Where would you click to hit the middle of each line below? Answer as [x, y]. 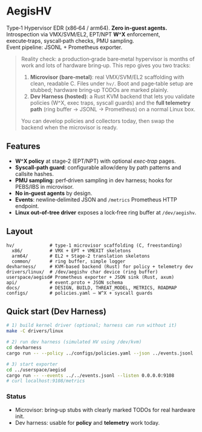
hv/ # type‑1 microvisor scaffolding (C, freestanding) [94, 245]
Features [23, 146]
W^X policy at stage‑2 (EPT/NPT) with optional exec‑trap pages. [96, 161]
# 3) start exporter [32, 364]
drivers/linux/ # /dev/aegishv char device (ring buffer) [82, 272]
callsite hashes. [34, 174]
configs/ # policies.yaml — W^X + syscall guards [80, 293]
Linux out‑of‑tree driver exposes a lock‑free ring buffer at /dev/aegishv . [106, 212]
